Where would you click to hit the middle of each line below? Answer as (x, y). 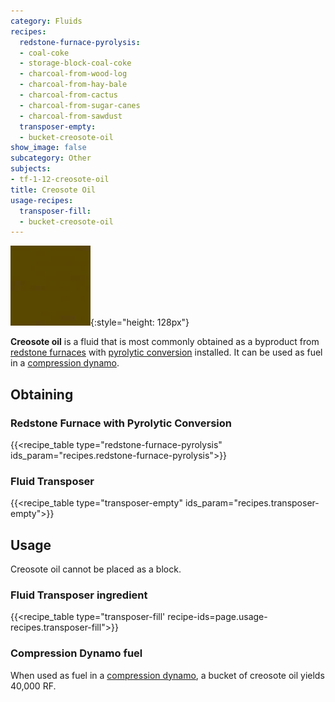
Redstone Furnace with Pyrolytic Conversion (121, 423)
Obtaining (42, 394)
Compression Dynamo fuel (76, 653)
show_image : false (48, 148)
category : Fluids (46, 21)
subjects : (31, 169)
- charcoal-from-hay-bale (73, 85)
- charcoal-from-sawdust (71, 116)
